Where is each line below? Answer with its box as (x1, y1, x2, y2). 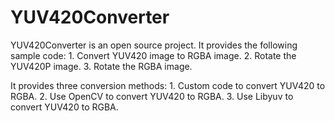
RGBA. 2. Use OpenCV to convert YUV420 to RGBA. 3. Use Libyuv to (10, 90, 294, 102)
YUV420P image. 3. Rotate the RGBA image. (10, 60, 193, 72)
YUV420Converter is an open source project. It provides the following (10, 39, 298, 51)
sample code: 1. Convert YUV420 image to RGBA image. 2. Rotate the (10, 49, 297, 61)
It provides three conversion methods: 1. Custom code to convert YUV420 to (10, 79, 326, 91)
